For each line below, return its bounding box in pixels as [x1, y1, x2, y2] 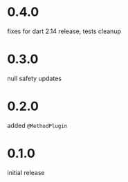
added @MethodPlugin [7, 121, 68, 129]
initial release [7, 168, 45, 176]
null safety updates [7, 74, 62, 82]
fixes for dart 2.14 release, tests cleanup [7, 27, 121, 35]
